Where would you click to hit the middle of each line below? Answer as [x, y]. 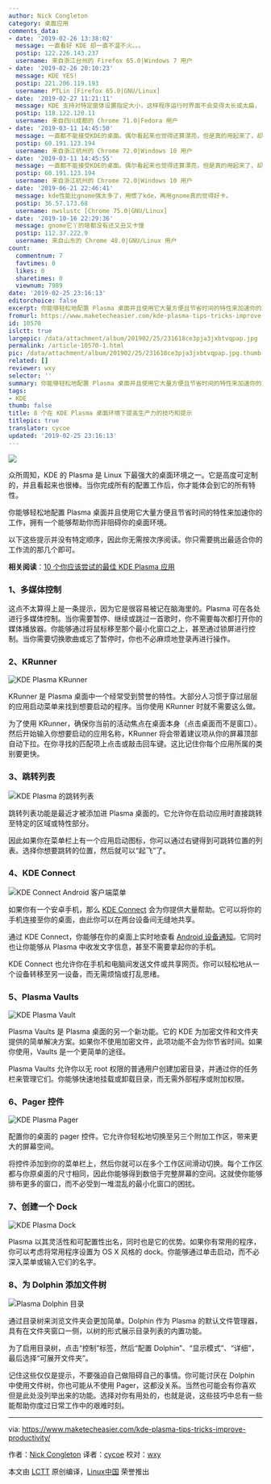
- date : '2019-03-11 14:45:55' [61, 158]
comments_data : [34, 31]
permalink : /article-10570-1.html [67, 346]
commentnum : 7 [39, 256]
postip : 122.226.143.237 [57, 53]
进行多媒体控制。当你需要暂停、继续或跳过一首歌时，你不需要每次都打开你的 [135, 619]
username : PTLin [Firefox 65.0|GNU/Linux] [88, 91]
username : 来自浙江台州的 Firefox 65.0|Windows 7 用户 [104, 61]
